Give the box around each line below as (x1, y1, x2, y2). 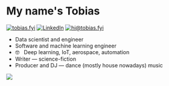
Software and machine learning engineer (14, 42, 116, 49)
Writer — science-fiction (14, 55, 77, 63)
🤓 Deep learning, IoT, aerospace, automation (14, 48, 130, 55)
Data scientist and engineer (14, 35, 84, 43)
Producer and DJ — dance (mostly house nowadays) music (14, 61, 163, 69)
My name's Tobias (6, 4, 100, 18)
